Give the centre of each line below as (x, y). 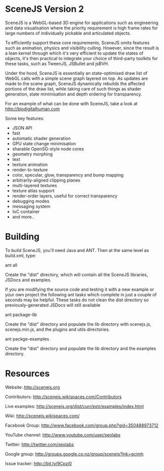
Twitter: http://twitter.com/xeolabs (40, 444)
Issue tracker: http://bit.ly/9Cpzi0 (39, 463)
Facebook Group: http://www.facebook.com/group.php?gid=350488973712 (82, 425)
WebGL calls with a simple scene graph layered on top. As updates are (77, 78)
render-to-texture (30, 170)
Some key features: (25, 118)
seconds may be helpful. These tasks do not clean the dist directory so (77, 300)
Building (22, 237)
